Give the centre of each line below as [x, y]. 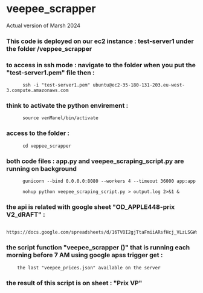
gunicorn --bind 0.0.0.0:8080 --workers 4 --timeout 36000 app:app [109, 181]
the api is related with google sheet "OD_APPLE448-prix [91, 206]
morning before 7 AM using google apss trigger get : [85, 255]
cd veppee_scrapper [47, 146]
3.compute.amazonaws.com [37, 91]
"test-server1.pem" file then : [50, 73]
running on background [42, 168]
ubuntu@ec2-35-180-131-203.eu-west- [139, 85]
